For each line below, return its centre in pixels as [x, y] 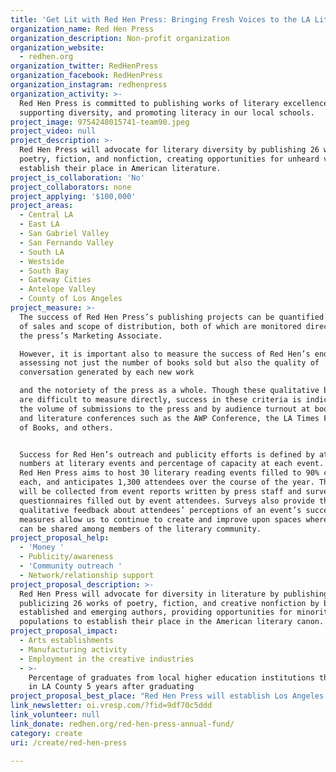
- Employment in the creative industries [107, 659]
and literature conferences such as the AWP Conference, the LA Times [169, 418]
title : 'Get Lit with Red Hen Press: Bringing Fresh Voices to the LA [160, 19]
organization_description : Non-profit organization [120, 38]
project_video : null [53, 131]
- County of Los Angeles [71, 299]
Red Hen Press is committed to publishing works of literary [149, 103]
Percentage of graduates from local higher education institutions [171, 677]
